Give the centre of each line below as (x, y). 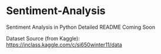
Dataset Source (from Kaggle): (43, 38)
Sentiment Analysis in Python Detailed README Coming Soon (81, 27)
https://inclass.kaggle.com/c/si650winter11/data (64, 45)
